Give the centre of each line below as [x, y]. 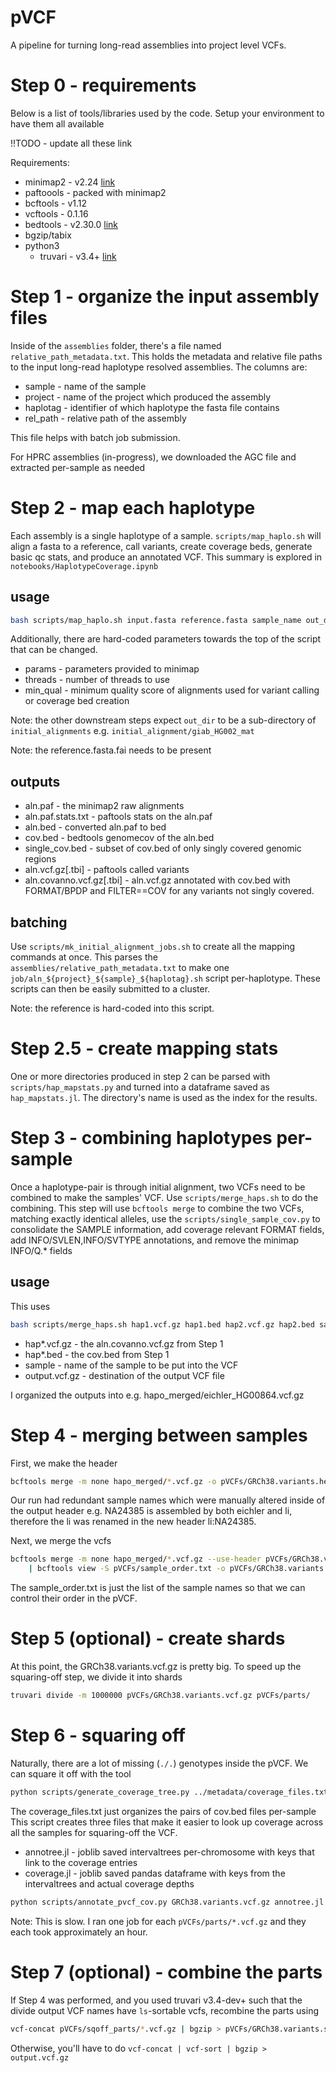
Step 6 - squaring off [98, 1735]
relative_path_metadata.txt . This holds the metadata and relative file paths [166, 356]
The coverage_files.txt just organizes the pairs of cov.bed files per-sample [163, 1811]
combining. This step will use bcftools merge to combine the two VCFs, [157, 1208]
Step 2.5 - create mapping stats [144, 1048]
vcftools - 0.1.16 [56, 213]
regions [40, 859]
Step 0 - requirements [103, 85]
